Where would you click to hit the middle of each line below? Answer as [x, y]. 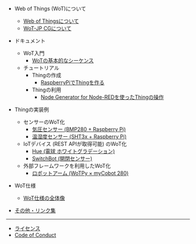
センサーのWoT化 [44, 122]
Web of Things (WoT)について [50, 8]
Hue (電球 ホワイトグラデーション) [73, 151]
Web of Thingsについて [51, 21]
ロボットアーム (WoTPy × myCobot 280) [80, 173]
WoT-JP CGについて [47, 28]
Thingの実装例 [32, 109]
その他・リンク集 [35, 210]
